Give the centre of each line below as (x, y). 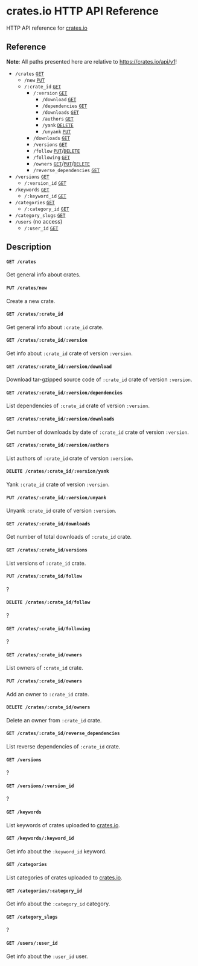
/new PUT (34, 80)
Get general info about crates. (43, 275)
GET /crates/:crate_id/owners (44, 655)
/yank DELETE (58, 125)
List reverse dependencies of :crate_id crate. (63, 746)
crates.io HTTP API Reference (82, 11)
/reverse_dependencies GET (66, 170)
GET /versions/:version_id (40, 786)
